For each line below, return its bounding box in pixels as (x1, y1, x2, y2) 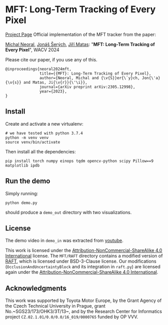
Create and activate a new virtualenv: (5, 121, 84, 127)
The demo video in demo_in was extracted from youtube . (5, 238, 124, 244)
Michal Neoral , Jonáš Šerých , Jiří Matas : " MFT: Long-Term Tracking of (5, 41, 155, 47)
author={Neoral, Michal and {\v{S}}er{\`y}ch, (39, 75, 140, 80)
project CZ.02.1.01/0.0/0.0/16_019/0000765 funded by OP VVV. (5, 314, 138, 320)
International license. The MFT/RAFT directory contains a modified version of (5, 253, 163, 259)
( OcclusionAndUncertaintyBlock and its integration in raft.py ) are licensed (5, 264, 160, 270)
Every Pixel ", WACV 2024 (5, 47, 60, 53)
